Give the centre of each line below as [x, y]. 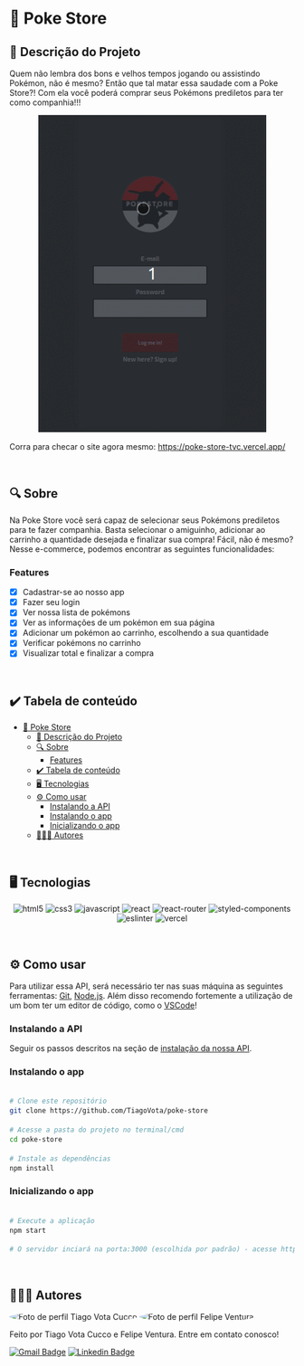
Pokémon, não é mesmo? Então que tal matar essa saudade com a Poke [144, 83]
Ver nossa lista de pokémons [76, 612]
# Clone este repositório [58, 1101]
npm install [32, 1168]
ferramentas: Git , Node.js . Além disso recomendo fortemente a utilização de [151, 995]
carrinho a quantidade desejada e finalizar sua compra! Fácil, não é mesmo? [152, 539]
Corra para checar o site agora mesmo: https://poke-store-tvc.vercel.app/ [147, 446]
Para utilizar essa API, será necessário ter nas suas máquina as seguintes [146, 986]
